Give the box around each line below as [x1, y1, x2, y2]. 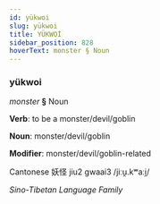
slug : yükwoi [9, 21, 58, 30]
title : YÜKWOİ [9, 30, 63, 38]
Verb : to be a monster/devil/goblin [9, 114, 136, 124]
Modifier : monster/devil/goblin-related [9, 149, 152, 159]
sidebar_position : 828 [9, 38, 94, 47]
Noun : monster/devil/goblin [9, 131, 111, 141]
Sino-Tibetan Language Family [9, 184, 123, 195]
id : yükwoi [9, 13, 50, 22]
